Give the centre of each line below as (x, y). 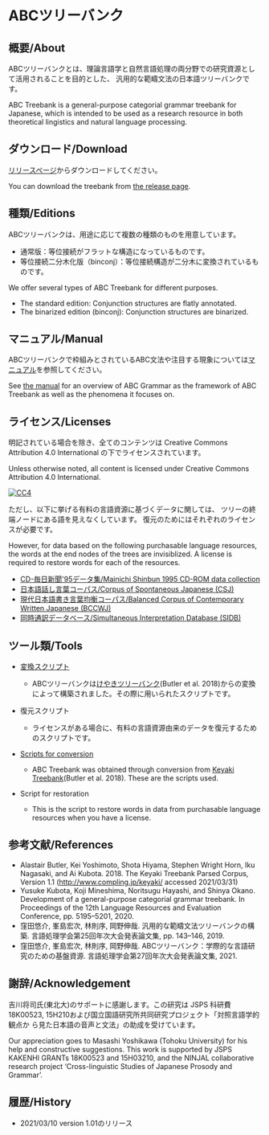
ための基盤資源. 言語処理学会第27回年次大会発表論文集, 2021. (136, 956)
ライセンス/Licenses (60, 422)
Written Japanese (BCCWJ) (65, 608)
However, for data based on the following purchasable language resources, (133, 546)
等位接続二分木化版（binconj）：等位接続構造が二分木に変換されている (136, 261)
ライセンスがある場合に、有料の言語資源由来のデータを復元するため (144, 728)
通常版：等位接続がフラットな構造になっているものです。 (114, 251)
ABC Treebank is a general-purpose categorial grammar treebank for (122, 105)
